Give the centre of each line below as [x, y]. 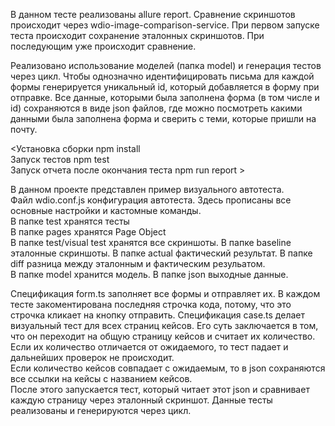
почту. [24, 129]
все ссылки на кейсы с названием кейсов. [101, 378]
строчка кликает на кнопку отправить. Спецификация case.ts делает [157, 315]
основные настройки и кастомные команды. [106, 210]
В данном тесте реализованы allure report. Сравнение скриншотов [153, 14]
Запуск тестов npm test [60, 159]
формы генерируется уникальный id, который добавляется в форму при [165, 87]
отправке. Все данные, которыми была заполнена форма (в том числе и [165, 97]
